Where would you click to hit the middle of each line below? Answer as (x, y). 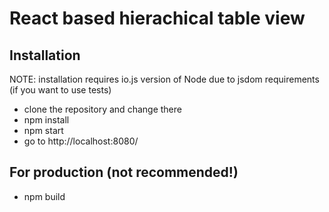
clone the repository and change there (102, 109)
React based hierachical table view (157, 18)
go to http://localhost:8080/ (81, 141)
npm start (43, 130)
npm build (44, 196)
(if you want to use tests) (60, 90)
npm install (46, 120)
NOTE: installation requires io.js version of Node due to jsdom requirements (164, 79)
